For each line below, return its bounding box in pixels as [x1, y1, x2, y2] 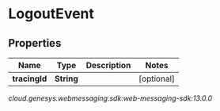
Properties [8, 36, 62, 50]
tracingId [12, 73, 47, 84]
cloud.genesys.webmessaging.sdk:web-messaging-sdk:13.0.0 [8, 94, 213, 103]
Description [85, 60, 131, 71]
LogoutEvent [8, 5, 95, 23]
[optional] [138, 73, 176, 84]
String [54, 73, 79, 84]
